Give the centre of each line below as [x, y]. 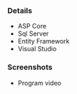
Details [20, 11]
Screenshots [30, 68]
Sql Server [33, 33]
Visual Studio [37, 49]
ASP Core [32, 26]
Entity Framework [43, 41]
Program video [40, 83]
